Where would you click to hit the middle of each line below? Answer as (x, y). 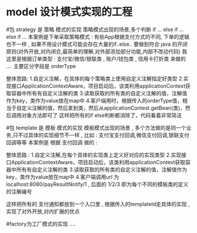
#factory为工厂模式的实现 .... (41, 224)
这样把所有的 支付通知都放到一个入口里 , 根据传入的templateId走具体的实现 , (98, 204)
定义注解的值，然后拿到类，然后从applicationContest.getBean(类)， (103, 108)
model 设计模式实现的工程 (69, 12)
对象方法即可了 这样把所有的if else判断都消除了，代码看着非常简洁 (102, 115)
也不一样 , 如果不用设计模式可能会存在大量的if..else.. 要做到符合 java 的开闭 (97, 44)
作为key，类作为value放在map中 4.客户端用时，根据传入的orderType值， (94, 100)
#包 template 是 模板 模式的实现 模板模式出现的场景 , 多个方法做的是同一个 (96, 127)
